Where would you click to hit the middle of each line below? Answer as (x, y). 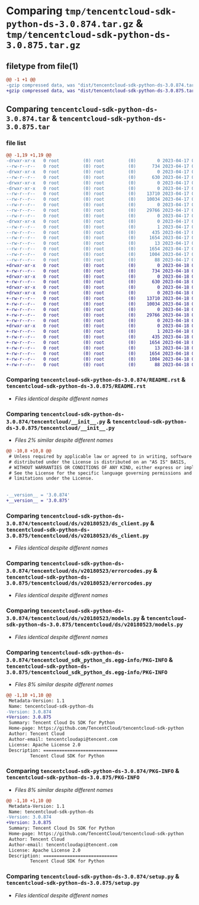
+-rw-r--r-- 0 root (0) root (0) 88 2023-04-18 (98, 365)
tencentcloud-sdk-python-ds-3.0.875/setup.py (73, 883)
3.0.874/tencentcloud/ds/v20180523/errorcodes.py (79, 571)
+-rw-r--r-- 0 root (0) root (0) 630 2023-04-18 (98, 282)
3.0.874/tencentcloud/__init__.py (56, 421)
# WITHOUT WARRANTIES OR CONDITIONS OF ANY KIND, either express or (95, 467)
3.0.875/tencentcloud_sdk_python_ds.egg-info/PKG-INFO (87, 672)
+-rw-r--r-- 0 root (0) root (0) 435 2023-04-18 (98, 337)
